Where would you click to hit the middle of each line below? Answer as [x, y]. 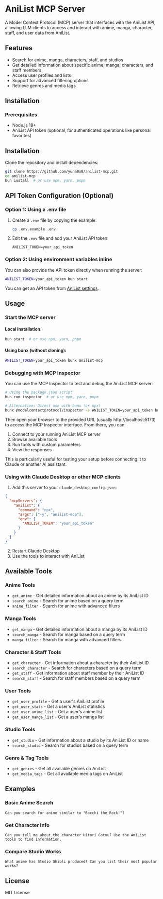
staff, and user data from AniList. [38, 33]
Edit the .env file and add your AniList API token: [60, 238]
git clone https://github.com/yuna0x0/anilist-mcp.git [62, 172]
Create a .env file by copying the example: [54, 220]
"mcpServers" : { [26, 501]
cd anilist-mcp [20, 176]
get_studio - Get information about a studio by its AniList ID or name [80, 740]
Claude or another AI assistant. [36, 464]
